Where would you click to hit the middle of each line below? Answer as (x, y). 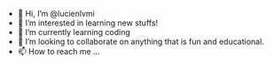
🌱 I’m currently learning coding (74, 32)
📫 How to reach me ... (58, 51)
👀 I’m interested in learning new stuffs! (88, 23)
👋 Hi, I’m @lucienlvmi (56, 14)
